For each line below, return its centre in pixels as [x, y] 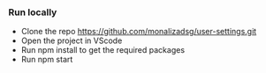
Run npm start [47, 60]
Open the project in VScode [72, 40]
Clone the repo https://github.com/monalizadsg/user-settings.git [139, 32]
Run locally [33, 12]
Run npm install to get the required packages [103, 50]
